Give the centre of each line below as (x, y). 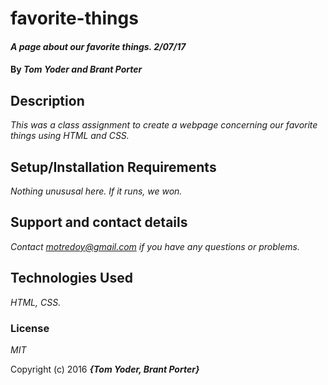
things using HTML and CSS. (70, 136)
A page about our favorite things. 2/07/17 (98, 46)
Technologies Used (71, 278)
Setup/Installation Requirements (113, 167)
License (30, 328)
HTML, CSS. (36, 302)
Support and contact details (99, 222)
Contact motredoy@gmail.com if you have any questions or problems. (155, 246)
